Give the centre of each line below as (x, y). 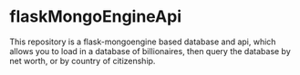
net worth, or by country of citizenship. (83, 61)
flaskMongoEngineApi (96, 17)
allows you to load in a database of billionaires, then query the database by (150, 51)
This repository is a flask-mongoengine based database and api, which (143, 42)
